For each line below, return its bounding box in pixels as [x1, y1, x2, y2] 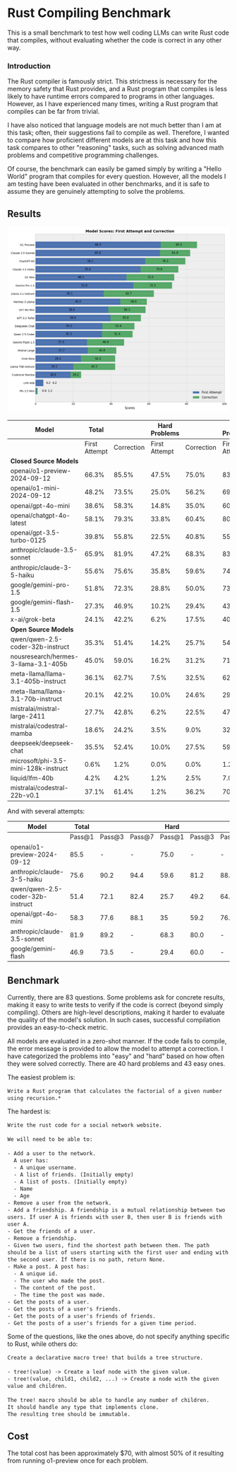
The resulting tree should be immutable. [7, 1411, 131, 1418]
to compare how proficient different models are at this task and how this [7, 136, 217, 144]
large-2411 [10, 712, 46, 720]
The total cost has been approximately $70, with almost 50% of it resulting [7, 1449, 224, 1457]
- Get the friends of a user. [7, 1228, 97, 1235]
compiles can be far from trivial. [7, 108, 100, 116]
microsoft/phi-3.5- [10, 756, 67, 765]
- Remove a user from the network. [7, 1200, 112, 1207]
